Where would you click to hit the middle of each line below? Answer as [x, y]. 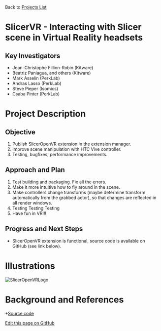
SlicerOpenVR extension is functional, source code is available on [79, 241]
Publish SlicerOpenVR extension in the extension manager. [72, 144]
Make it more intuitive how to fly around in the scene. [66, 187]
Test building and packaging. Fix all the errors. [59, 182]
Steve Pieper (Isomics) [35, 89]
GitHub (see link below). [37, 246]
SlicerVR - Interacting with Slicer [73, 27]
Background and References [64, 300]
